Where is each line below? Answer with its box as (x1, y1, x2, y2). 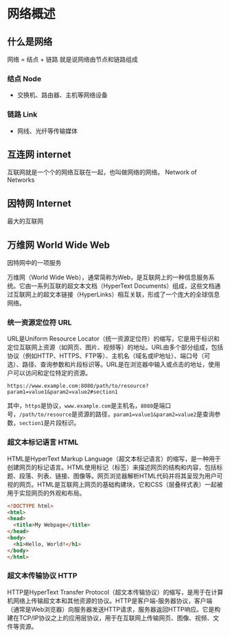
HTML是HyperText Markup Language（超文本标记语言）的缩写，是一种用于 (7, 454, 221, 463)
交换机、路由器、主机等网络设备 (16, 91, 108, 100)
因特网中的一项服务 (7, 259, 62, 267)
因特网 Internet (7, 197, 71, 209)
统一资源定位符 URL (7, 317, 72, 327)
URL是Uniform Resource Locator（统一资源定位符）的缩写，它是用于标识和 (7, 334, 220, 343)
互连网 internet (7, 148, 71, 160)
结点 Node (7, 73, 42, 83)
